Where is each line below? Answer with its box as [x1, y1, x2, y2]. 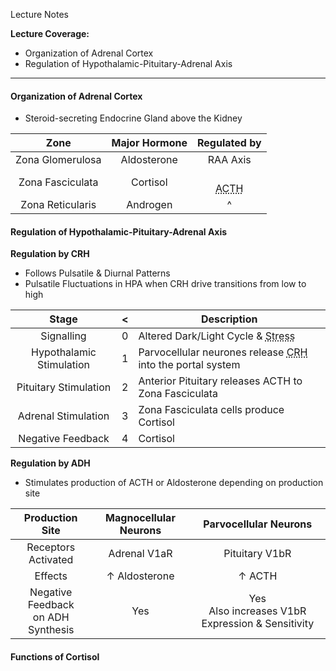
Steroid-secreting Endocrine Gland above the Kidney [24, 112, 243, 124]
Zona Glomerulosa [15, 153, 102, 167]
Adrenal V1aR [108, 547, 173, 561]
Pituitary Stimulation [16, 380, 112, 394]
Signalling [40, 329, 87, 343]
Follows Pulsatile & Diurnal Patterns [24, 267, 171, 279]
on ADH [32, 610, 70, 624]
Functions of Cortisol [10, 651, 100, 663]
